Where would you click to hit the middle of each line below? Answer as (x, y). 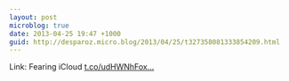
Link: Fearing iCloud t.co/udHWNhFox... (82, 67)
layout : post (33, 17)
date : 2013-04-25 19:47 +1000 (65, 33)
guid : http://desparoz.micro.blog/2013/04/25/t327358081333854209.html (144, 42)
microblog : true (39, 26)
